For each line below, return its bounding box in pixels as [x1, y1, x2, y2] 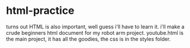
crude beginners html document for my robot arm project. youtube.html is [6, 29, 184, 36]
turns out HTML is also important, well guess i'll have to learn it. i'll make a [6, 23, 185, 30]
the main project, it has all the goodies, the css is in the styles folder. [6, 35, 171, 42]
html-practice [6, 4, 75, 17]
